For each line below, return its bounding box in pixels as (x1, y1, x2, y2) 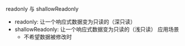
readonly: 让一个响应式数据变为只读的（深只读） (14, 18, 136, 25)
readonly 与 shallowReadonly (5, 5, 79, 12)
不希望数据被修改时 (23, 33, 72, 41)
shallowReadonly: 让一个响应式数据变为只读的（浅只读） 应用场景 (14, 26, 180, 33)
